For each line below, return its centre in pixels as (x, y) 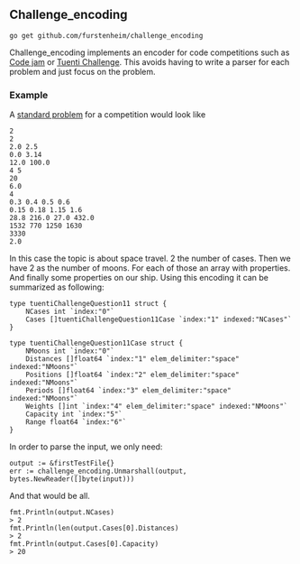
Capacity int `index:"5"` (74, 414)
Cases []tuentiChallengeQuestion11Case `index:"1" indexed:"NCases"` (159, 319)
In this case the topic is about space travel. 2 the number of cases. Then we (150, 259)
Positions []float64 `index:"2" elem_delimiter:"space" (133, 375)
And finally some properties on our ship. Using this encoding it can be (139, 278)
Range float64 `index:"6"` (76, 422)
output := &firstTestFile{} (62, 464)
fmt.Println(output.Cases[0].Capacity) (84, 544)
